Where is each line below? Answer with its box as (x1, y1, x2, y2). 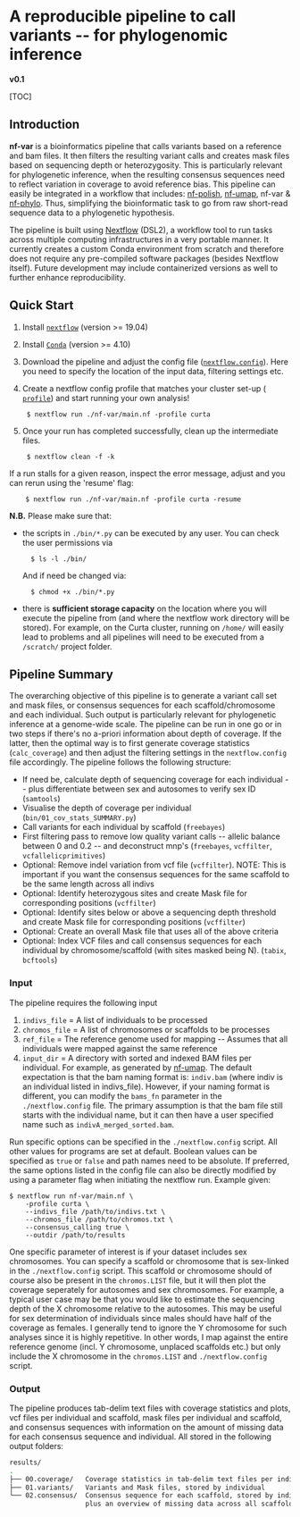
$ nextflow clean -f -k (26, 452, 115, 461)
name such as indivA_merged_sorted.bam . (21, 1119, 175, 1129)
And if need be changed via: (21, 570, 127, 581)
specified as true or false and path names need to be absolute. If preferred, (9, 1155, 290, 1166)
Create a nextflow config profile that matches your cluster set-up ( (21, 382, 266, 394)
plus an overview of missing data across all (85, 1499, 257, 1509)
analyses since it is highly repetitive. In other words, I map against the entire (9, 1331, 288, 1342)
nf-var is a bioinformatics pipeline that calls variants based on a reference (9, 140, 282, 151)
